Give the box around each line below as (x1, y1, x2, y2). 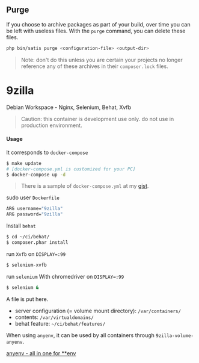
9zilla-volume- (156, 332, 194, 339)
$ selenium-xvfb (6, 262, 47, 268)
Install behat (6, 222, 36, 229)
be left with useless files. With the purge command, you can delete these (6, 27, 186, 34)
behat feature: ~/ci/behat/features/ (14, 320, 106, 327)
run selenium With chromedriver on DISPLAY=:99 (6, 273, 124, 280)
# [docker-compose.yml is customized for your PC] (6, 166, 136, 172)
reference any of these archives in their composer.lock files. (20, 63, 168, 70)
